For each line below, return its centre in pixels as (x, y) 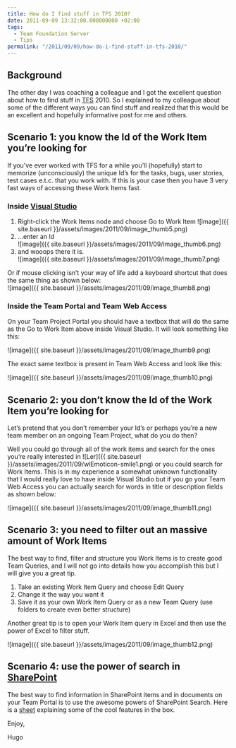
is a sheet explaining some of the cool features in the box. (91, 709)
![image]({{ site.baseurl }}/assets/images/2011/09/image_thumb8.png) (109, 288)
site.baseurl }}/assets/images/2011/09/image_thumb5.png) (103, 229)
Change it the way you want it (61, 594)
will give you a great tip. (42, 573)
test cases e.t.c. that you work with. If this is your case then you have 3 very (118, 180)
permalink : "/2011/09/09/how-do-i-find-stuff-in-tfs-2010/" (98, 47)
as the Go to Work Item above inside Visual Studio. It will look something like (118, 329)
